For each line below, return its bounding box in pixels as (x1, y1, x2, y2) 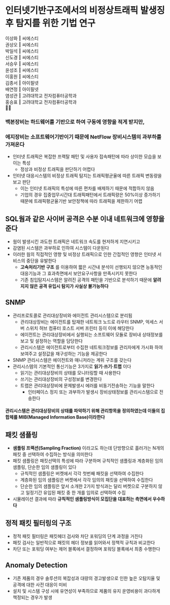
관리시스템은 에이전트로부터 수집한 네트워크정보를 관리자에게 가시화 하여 (20, 344, 163, 350)
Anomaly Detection (5, 561, 67, 570)
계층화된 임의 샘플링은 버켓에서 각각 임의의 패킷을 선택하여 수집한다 (20, 477, 153, 483)
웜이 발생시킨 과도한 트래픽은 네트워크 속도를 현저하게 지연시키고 (12, 238, 141, 245)
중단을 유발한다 (26, 257, 57, 264)
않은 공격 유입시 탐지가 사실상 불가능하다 (29, 283, 109, 289)
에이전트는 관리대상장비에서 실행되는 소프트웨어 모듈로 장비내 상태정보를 (20, 331, 163, 337)
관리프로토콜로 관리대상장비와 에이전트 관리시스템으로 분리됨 (12, 312, 133, 319)
